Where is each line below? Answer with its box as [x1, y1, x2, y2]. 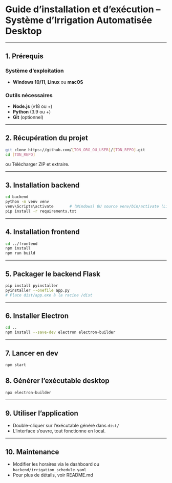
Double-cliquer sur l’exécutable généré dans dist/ [12, 423, 119, 429]
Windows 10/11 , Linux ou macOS [12, 79, 83, 85]
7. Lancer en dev [5, 349, 58, 357]
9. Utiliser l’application [5, 409, 78, 418]
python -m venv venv [5, 199, 50, 204]
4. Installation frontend [5, 227, 80, 236]
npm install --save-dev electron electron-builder [5, 330, 116, 335]
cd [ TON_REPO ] [5, 152, 36, 157]
